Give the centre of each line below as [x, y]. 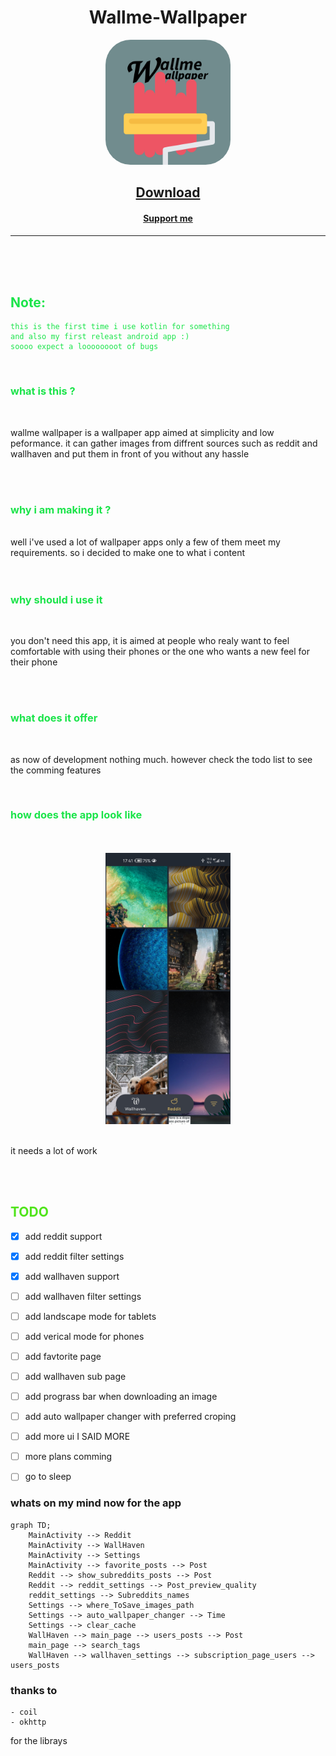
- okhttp [28, 1722]
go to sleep [48, 1477]
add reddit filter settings [74, 1256]
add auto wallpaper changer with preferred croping [130, 1417]
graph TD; [31, 1525]
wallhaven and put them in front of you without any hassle [130, 453]
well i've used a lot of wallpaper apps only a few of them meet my [145, 542]
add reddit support [63, 1236]
